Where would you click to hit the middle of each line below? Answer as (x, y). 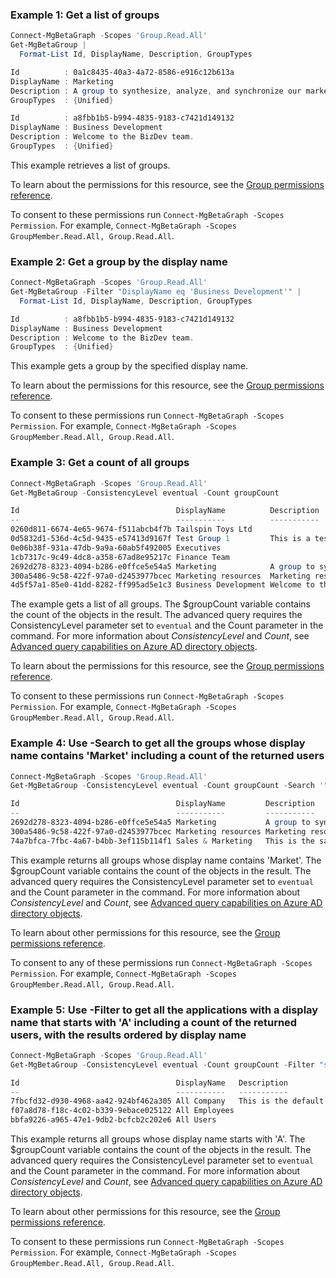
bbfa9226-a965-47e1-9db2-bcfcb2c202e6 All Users (113, 1120)
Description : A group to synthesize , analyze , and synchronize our (156, 91)
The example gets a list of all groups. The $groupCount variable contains (160, 604)
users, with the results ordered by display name (128, 1035)
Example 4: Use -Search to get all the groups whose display (158, 743)
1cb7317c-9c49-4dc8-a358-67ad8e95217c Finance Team (120, 557)
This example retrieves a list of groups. (90, 165)
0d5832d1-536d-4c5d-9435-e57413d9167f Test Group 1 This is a (160, 539)
